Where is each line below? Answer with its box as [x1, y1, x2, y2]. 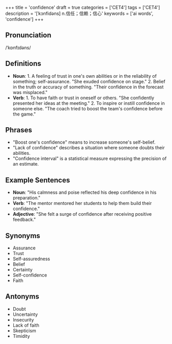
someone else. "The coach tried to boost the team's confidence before [12, 105, 163, 111]
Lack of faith [12, 322, 39, 328]
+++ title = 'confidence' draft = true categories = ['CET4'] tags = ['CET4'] [5, 5, 160, 10]
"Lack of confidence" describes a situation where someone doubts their [12, 145, 165, 151]
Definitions [5, 59, 41, 68]
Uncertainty [12, 311, 38, 317]
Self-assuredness [12, 256, 50, 262]
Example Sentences [5, 176, 70, 185]
